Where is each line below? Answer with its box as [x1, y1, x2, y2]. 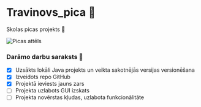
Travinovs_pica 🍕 [6, 5, 96, 19]
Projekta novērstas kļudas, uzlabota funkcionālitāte [15, 94, 145, 101]
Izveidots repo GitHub [15, 73, 70, 81]
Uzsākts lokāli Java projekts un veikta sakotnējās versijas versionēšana [15, 66, 195, 74]
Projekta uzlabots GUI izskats [15, 87, 90, 94]
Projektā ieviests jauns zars [15, 80, 85, 88]
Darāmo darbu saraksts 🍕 [6, 52, 84, 61]
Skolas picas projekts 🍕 [6, 26, 66, 33]
